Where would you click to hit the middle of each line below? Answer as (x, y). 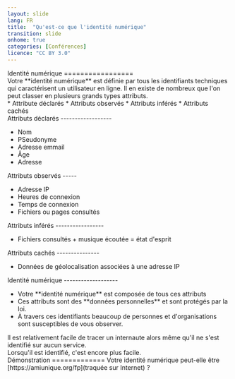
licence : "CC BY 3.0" (39, 54)
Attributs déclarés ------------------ (60, 118)
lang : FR (20, 20)
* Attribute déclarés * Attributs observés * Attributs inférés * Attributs (108, 103)
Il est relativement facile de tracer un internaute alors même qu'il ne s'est (113, 337)
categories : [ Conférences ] (47, 47)
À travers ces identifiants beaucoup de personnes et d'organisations (117, 316)
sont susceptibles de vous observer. (70, 324)
